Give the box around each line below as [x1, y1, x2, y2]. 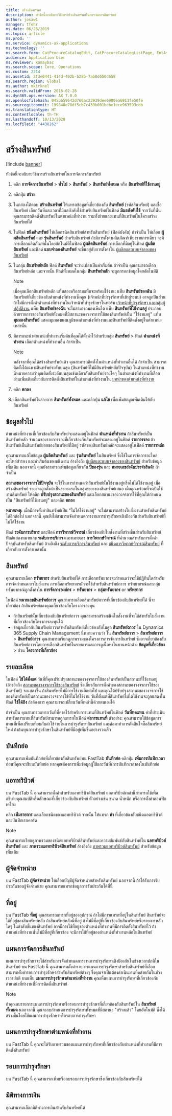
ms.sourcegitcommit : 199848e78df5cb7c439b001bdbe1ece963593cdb [6, 103, 143, 108]
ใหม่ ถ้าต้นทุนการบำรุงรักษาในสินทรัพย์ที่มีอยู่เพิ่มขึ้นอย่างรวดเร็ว [6, 726, 111, 733]
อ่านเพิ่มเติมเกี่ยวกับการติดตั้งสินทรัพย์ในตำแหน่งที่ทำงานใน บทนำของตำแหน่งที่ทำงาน [13, 376, 155, 382]
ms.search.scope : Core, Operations [6, 64, 82, 70]
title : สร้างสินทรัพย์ [6, 7, 41, 13]
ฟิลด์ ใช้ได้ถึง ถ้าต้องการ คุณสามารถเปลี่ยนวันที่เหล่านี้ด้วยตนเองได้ [6, 699, 115, 705]
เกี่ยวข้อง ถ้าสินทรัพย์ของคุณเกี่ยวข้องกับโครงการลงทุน [6, 603, 95, 609]
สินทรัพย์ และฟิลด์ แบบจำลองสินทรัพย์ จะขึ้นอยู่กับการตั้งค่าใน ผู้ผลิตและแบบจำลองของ [13, 246, 156, 252]
